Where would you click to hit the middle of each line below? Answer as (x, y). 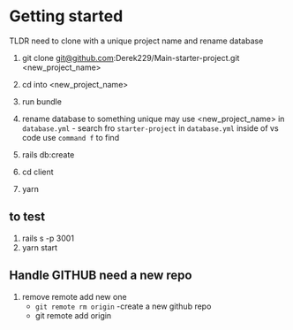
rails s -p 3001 (48, 238)
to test (27, 217)
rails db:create (48, 154)
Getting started (66, 16)
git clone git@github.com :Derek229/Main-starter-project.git (131, 58)
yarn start (40, 247)
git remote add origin (73, 315)
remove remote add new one (74, 296)
